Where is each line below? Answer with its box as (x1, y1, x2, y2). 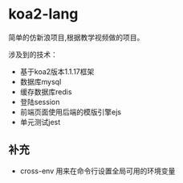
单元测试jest (19, 117, 61, 127)
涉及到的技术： (8, 49, 58, 59)
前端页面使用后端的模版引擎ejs (19, 106, 122, 117)
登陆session (19, 97, 60, 106)
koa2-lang (8, 5, 79, 23)
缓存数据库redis (19, 86, 72, 97)
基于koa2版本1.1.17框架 (19, 66, 95, 77)
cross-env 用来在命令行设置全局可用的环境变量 (19, 166, 176, 176)
